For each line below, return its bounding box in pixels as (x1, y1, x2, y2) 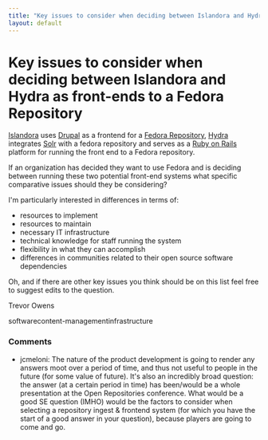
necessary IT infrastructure (19, 228, 110, 238)
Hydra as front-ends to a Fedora (8, 87, 225, 105)
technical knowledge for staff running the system (19, 236, 182, 246)
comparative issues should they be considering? (8, 180, 167, 190)
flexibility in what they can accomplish (19, 245, 146, 254)
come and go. (19, 422, 66, 431)
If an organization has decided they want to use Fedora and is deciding (8, 163, 242, 172)
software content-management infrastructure (8, 316, 153, 326)
